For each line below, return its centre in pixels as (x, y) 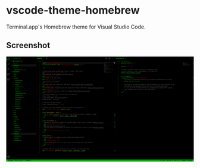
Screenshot (28, 45)
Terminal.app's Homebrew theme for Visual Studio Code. (76, 27)
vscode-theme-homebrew (73, 10)
